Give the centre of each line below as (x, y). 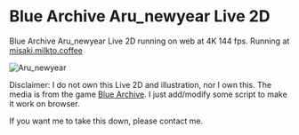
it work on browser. (44, 103)
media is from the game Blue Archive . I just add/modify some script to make (148, 94)
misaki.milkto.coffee (46, 50)
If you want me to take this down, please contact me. (106, 121)
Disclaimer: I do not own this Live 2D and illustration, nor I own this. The (141, 84)
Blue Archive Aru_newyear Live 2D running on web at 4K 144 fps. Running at (149, 41)
